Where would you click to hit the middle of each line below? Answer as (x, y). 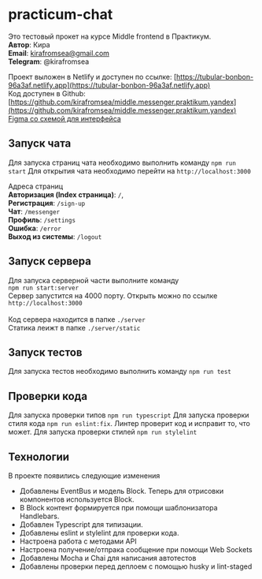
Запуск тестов (45, 352)
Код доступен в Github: (47, 93)
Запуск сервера (50, 261)
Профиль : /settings (42, 219)
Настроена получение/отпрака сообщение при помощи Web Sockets (136, 549)
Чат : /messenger (34, 211)
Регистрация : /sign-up (47, 203)
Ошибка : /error (35, 228)
